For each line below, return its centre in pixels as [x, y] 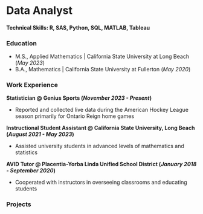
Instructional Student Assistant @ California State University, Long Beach [101, 128]
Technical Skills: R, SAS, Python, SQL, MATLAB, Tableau [78, 27]
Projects [19, 204]
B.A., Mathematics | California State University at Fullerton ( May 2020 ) [103, 70]
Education [22, 43]
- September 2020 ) [31, 170]
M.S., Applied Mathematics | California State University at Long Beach [102, 57]
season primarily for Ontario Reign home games [75, 116]
